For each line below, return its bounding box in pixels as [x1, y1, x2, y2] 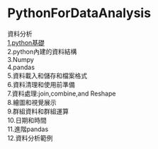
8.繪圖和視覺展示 [7, 98, 57, 106]
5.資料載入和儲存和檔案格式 [7, 71, 87, 80]
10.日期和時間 [7, 115, 47, 124]
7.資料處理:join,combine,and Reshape [7, 89, 116, 98]
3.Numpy [7, 55, 34, 63]
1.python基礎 [7, 38, 45, 47]
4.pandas [7, 63, 35, 71]
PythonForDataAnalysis [7, 5, 151, 21]
